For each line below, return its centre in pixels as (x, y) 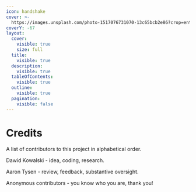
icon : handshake (26, 11)
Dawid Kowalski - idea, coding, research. (55, 160)
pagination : (26, 98)
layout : (15, 33)
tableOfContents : (32, 77)
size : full (30, 50)
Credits (24, 133)
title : (19, 55)
